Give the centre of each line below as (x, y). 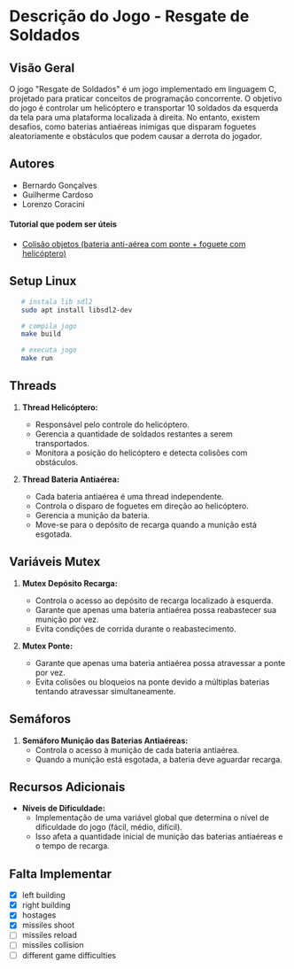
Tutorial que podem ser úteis (63, 224)
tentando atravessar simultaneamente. (105, 691)
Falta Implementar (61, 874)
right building (46, 905)
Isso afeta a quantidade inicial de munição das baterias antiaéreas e (159, 837)
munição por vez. (67, 619)
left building (44, 895)
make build (41, 334)
